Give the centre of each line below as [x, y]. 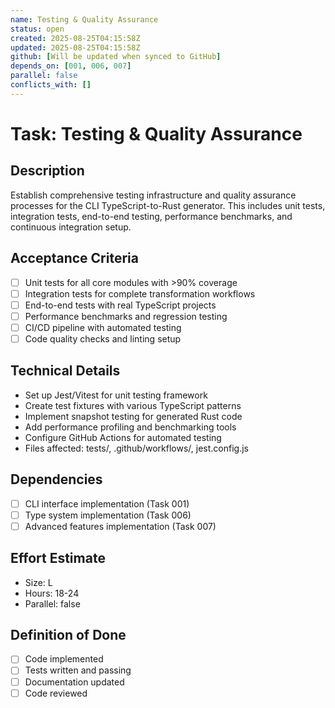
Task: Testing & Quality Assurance [156, 133]
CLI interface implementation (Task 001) [107, 503]
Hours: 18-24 [52, 593]
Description [47, 171]
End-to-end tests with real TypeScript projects [120, 305]
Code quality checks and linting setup [103, 338]
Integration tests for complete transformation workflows [140, 293]
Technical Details [65, 371]
